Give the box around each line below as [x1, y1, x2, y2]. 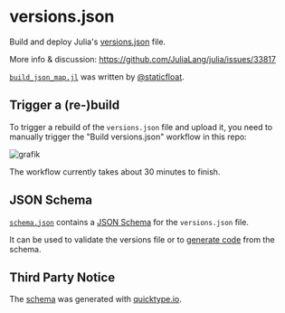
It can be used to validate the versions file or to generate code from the [9, 233, 275, 245]
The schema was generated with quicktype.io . [9, 294, 183, 305]
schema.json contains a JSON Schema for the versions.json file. [9, 216, 249, 227]
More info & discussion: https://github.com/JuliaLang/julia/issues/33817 [9, 53, 276, 64]
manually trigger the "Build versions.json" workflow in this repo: [9, 131, 247, 142]
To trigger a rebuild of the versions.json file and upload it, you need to [9, 121, 273, 132]
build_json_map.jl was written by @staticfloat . [9, 71, 185, 82]
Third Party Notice [9, 270, 116, 285]
